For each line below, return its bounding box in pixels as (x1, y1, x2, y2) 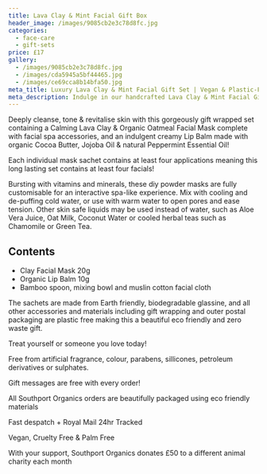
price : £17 (8, 49, 44, 56)
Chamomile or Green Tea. (8, 222, 92, 231)
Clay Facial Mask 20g (19, 266, 91, 275)
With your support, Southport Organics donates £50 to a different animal (8, 449, 246, 458)
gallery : (8, 56, 37, 64)
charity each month (8, 457, 72, 466)
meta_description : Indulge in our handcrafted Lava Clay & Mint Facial (8, 93, 250, 101)
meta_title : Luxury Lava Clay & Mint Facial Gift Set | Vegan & (8, 85, 226, 94)
